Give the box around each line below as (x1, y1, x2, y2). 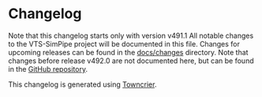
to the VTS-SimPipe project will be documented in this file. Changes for (8, 39, 241, 48)
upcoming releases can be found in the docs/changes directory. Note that (8, 47, 249, 57)
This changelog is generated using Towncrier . (8, 80, 157, 89)
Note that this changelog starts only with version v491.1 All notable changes (8, 31, 254, 40)
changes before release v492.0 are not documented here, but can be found (8, 56, 254, 65)
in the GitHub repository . (8, 64, 88, 73)
